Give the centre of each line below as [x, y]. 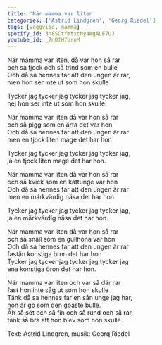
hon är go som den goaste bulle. [54, 305]
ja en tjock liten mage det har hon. [57, 161]
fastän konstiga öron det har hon [55, 254]
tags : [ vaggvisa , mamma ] [44, 27]
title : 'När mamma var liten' [52, 14]
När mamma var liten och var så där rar [64, 283]
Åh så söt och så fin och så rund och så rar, [70, 313]
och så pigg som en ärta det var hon [60, 125]
